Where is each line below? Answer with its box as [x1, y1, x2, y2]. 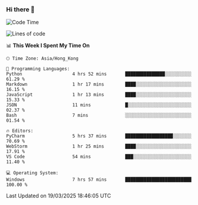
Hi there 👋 [6, 5, 35, 14]
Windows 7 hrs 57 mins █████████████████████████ [6, 177, 192, 183]
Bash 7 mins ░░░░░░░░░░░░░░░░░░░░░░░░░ [6, 112, 192, 119]
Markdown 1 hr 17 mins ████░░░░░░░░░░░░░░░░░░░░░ [6, 82, 192, 87]
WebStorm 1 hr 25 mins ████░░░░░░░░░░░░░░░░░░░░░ [6, 144, 192, 149]
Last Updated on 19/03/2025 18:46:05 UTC [6, 192, 111, 200]
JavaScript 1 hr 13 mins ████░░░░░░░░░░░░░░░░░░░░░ [6, 92, 192, 98]
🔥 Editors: [6, 128, 34, 134]
